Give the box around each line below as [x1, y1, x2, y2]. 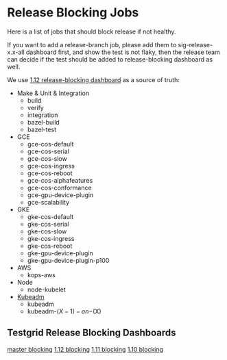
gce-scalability [27, 198, 70, 206]
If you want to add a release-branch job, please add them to [7, 40, 177, 49]
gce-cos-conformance [27, 183, 92, 192]
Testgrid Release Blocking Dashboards [7, 327, 176, 339]
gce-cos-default [27, 140, 74, 148]
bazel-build [27, 118, 60, 126]
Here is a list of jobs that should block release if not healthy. [7, 27, 176, 36]
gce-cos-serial [27, 147, 70, 155]
